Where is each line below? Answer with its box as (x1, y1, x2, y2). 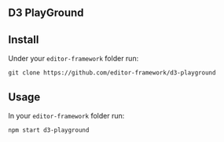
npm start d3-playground (8, 126, 90, 134)
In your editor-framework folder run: (8, 111, 125, 121)
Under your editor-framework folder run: (8, 54, 139, 64)
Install (8, 33, 39, 46)
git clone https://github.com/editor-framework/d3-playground (8, 69, 216, 77)
